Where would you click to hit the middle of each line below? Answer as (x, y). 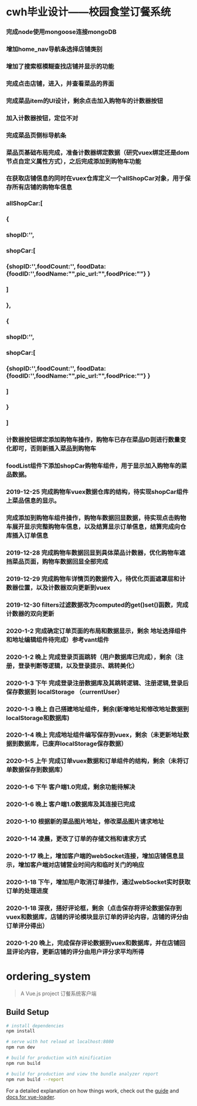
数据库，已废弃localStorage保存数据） (72, 744)
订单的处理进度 (27, 890)
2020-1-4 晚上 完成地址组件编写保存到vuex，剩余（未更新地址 (95, 735)
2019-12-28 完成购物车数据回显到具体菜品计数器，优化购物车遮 (96, 553)
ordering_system (48, 976)
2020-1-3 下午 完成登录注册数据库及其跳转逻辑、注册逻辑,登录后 (97, 683)
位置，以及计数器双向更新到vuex (64, 587)
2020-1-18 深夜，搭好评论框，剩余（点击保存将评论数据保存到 (94, 908)
